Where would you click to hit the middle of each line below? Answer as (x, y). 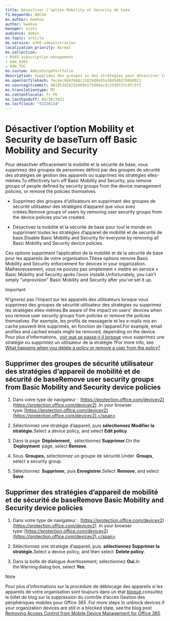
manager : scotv (21, 29)
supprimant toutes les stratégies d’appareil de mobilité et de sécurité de (87, 233)
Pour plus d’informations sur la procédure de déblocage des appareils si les (84, 586)
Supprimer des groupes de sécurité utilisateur (79, 364)
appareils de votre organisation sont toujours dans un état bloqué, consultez (84, 592)
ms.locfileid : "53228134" (32, 104)
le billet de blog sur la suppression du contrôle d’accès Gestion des (75, 597)
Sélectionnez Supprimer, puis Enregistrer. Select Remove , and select (86, 471)
